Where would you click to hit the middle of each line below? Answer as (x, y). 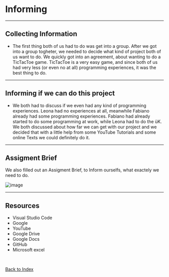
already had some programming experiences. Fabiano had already (81, 116)
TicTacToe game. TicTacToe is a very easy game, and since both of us (85, 62)
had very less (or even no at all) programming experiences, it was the (84, 67)
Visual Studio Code (32, 218)
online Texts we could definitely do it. (51, 137)
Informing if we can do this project (60, 93)
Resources (22, 205)
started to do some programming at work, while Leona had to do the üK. (87, 121)
